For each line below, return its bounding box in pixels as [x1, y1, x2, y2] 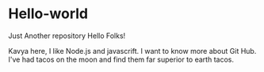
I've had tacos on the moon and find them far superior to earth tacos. [8, 55, 234, 64]
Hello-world [8, 5, 89, 23]
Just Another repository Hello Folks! [8, 31, 126, 40]
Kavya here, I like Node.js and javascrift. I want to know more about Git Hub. [8, 46, 257, 55]
